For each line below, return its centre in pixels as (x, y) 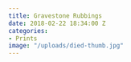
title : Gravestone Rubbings (55, 16)
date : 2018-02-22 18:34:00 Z (57, 23)
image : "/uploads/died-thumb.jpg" (66, 46)
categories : (28, 31)
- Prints (23, 38)
